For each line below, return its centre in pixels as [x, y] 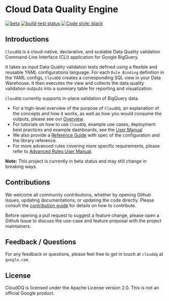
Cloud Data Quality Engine [62, 9]
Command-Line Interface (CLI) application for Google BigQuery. [72, 57]
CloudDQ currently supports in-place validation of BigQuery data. [72, 98]
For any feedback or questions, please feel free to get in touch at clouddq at [84, 254]
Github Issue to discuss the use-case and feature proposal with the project [83, 221]
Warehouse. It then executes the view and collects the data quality [75, 83]
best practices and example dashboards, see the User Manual [78, 129]
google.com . [17, 259]
